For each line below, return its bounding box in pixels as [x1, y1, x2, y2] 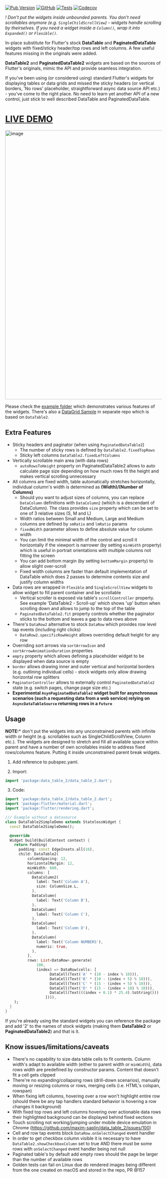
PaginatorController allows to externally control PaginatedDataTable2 [12, 679, 155, 685]
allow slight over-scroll [19, 563, 66, 569]
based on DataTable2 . [5, 414, 49, 420]
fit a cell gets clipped [12, 1072, 56, 1078]
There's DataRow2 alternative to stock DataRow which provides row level [12, 621, 157, 627]
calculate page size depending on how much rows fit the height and [19, 468, 159, 474]
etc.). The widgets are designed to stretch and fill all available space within [5, 738, 158, 744]
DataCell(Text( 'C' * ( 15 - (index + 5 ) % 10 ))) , [49, 981, 153, 986]
